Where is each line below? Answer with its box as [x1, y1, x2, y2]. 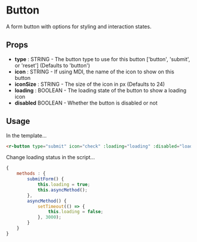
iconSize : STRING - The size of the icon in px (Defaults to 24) [14, 80, 165, 88]
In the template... [6, 132, 47, 139]
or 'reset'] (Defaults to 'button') [14, 62, 90, 69]
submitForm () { [27, 176, 64, 182]
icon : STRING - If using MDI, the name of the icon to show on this [14, 68, 175, 75]
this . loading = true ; [37, 181, 91, 188]
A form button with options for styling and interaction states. [6, 23, 152, 30]
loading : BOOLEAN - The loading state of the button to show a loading [14, 86, 186, 94]
